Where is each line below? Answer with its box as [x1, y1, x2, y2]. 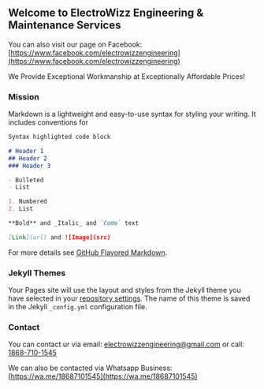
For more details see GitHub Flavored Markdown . [8, 248, 168, 257]
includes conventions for [8, 118, 89, 127]
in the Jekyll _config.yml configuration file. [8, 302, 147, 312]
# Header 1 [8, 147, 44, 155]
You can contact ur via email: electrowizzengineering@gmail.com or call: [8, 339, 244, 350]
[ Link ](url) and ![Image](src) [8, 233, 111, 241]
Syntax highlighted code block [8, 133, 111, 141]
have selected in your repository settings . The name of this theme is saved [8, 294, 251, 303]
